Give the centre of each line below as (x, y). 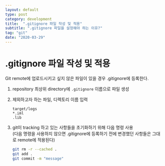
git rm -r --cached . (35, 149)
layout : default (22, 10)
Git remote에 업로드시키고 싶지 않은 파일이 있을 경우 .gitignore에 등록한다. (77, 78)
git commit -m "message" (38, 159)
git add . (23, 154)
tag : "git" (16, 33)
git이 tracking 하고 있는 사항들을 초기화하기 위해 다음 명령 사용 (73, 127)
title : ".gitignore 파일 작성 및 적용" (44, 24)
